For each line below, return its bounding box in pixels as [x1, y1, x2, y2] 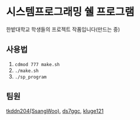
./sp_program [14, 74, 47, 80]
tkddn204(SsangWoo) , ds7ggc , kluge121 [6, 107, 104, 114]
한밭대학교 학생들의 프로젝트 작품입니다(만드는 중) [6, 26, 121, 33]
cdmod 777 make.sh [14, 61, 60, 67]
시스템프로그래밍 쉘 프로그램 [6, 5, 135, 19]
